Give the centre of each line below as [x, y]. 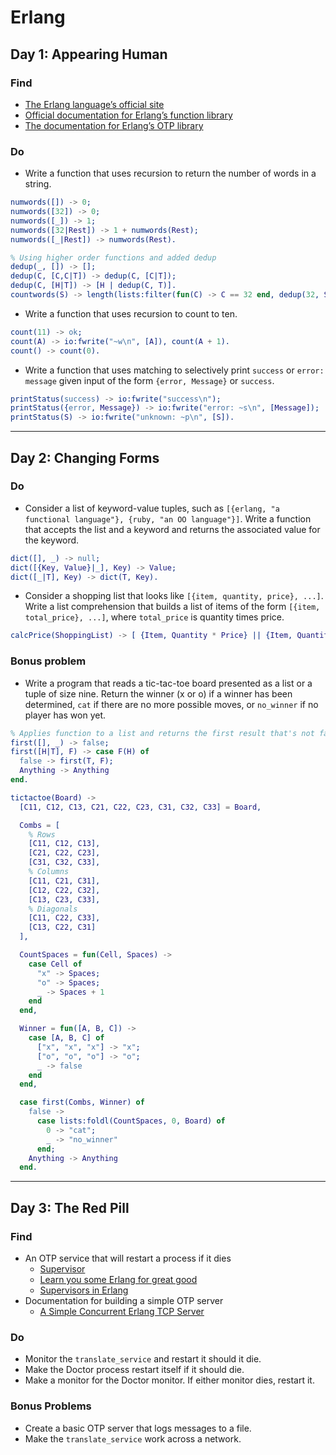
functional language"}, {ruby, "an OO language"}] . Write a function [168, 518]
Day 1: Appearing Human [89, 54]
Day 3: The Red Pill [70, 1207]
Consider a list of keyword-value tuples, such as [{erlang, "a [152, 508]
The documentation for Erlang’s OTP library [114, 125]
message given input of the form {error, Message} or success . [149, 380]
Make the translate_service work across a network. [133, 1438]
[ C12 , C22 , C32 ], [64, 890]
